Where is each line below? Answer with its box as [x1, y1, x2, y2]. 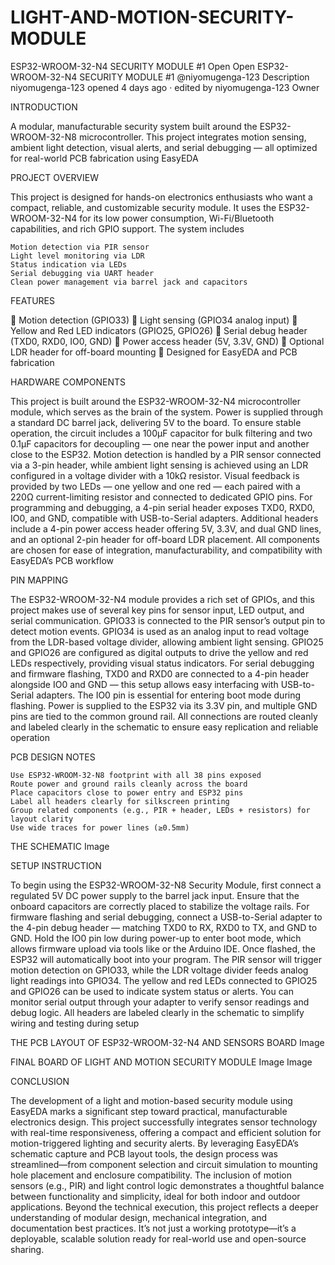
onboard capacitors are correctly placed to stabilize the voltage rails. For [10, 900, 310, 912]
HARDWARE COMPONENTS [10, 376, 126, 388]
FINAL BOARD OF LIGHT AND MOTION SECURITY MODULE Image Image [10, 1056, 313, 1068]
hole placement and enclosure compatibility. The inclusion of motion [10, 1169, 292, 1181]
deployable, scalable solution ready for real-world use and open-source [10, 1232, 307, 1245]
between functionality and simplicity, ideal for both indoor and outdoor [10, 1190, 301, 1202]
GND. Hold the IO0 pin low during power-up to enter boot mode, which [10, 932, 302, 944]
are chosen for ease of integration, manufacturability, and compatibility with [10, 544, 323, 556]
